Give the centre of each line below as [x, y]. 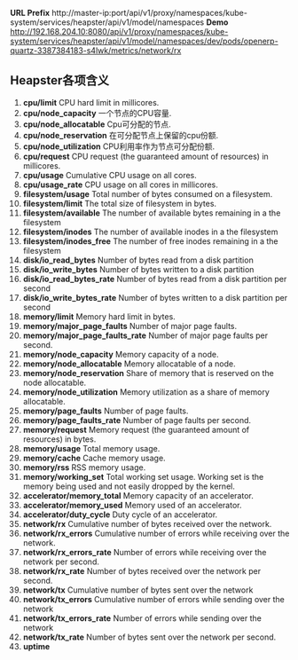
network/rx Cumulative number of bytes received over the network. [147, 523]
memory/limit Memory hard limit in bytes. [99, 316]
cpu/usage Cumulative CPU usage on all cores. [110, 175]
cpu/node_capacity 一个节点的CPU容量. [97, 113]
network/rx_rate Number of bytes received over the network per [141, 570]
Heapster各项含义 [60, 80]
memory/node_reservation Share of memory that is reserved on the [148, 373]
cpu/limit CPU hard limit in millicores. [91, 102]
